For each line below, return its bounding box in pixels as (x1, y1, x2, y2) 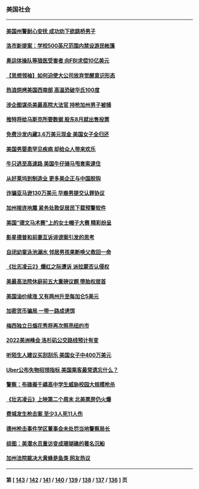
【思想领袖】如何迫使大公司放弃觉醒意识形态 (6, 71, 115, 79)
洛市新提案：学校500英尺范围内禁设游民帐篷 (6, 42, 115, 49)
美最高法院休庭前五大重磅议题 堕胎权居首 (6, 278, 107, 285)
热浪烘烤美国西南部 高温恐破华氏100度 (6, 86, 100, 93)
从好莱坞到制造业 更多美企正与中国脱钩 (6, 174, 101, 182)
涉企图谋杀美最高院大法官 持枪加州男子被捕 (6, 101, 111, 108)
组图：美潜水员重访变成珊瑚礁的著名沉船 (6, 440, 105, 447)
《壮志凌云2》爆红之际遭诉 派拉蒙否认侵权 (6, 263, 110, 270)
